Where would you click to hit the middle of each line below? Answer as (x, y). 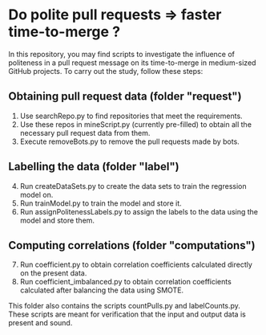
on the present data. (53, 273)
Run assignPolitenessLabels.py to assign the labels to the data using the (139, 211)
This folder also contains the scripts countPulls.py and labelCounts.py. (124, 306)
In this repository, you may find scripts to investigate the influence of (121, 54)
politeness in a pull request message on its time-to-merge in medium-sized (132, 63)
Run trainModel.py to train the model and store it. (101, 203)
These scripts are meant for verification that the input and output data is (127, 314)
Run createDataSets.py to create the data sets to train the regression (133, 186)
